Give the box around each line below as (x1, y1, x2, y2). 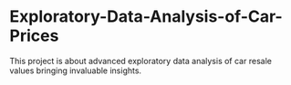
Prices (9, 25, 59, 46)
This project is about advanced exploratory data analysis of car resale (9, 55, 272, 66)
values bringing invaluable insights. (9, 65, 142, 76)
